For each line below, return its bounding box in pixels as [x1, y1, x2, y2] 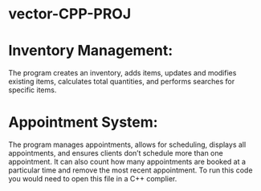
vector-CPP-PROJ [8, 5, 132, 23]
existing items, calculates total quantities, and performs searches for [8, 77, 235, 87]
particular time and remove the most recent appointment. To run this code [8, 165, 253, 175]
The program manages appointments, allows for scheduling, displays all [8, 140, 247, 149]
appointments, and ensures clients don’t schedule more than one [8, 148, 223, 158]
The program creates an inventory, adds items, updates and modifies [8, 68, 237, 78]
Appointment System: [8, 113, 158, 132]
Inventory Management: [8, 42, 173, 60]
